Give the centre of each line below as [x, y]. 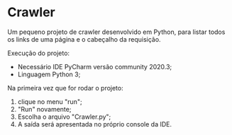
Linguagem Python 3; [49, 74]
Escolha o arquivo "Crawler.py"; [64, 117]
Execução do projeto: [38, 53]
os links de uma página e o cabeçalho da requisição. [84, 39]
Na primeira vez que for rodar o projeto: [65, 88]
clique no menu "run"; [50, 101]
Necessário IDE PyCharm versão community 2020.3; [95, 66]
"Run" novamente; [44, 109]
